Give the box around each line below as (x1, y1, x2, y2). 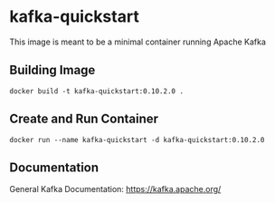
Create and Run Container (9, 111, 159, 127)
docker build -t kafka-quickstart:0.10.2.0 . (9, 86, 184, 96)
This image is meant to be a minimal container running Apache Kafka (9, 36, 267, 47)
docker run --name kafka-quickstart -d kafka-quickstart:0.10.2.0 (9, 135, 265, 144)
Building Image (9, 63, 96, 78)
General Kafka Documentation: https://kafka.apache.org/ (9, 184, 222, 195)
